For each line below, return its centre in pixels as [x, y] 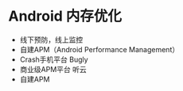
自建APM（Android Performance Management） [99, 49]
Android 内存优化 [65, 16]
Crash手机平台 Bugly [54, 59]
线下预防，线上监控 [51, 40]
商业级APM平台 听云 [53, 69]
